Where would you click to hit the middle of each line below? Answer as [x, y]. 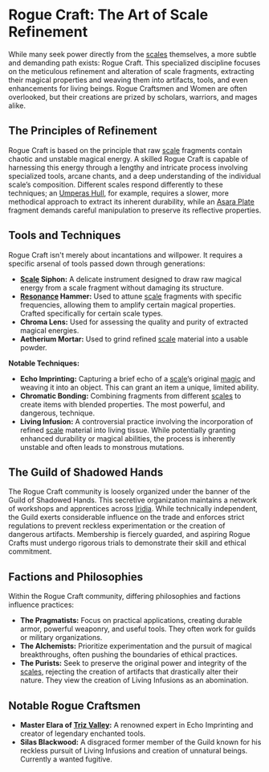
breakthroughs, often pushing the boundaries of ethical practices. [129, 654]
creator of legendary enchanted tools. [83, 733]
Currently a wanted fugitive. [66, 759]
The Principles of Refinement [83, 131]
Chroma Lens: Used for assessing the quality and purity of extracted [134, 322]
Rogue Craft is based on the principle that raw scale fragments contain [125, 150]
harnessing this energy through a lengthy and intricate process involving [128, 167]
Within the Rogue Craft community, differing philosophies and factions [124, 597]
